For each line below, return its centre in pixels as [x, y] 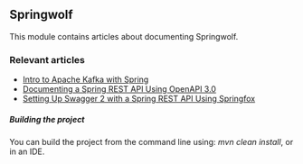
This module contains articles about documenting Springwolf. [124, 36]
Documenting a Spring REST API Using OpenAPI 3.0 [119, 89]
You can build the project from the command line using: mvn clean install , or [151, 142]
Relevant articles [47, 59]
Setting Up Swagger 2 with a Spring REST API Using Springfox [139, 99]
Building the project [47, 119]
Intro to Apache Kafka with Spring [85, 79]
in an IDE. [27, 151]
